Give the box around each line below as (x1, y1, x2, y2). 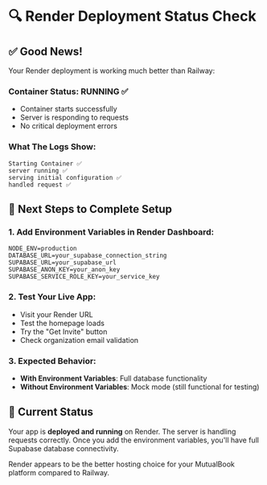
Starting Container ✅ (8, 159, 83, 168)
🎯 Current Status (8, 406, 94, 419)
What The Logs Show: (8, 141, 97, 153)
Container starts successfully (19, 104, 118, 114)
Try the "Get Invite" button (19, 327, 108, 336)
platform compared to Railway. (8, 467, 110, 477)
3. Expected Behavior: (8, 355, 97, 366)
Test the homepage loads (19, 318, 105, 328)
